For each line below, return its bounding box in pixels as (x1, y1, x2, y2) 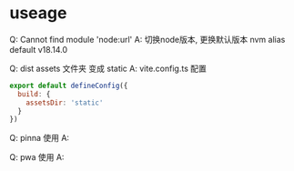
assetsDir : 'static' (25, 98, 104, 107)
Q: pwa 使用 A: (9, 152, 65, 163)
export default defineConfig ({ (9, 81, 128, 90)
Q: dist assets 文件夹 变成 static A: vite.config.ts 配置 (9, 63, 207, 74)
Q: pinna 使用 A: (9, 133, 70, 144)
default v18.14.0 (9, 44, 68, 55)
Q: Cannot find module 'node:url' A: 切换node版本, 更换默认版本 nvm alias (9, 34, 286, 45)
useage (9, 3, 67, 24)
